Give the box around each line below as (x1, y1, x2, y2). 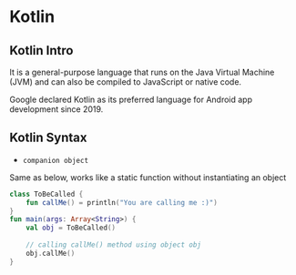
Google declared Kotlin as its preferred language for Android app (9, 94, 253, 105)
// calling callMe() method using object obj (26, 240, 202, 250)
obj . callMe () (26, 249, 76, 258)
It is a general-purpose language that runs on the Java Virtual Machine (9, 66, 275, 77)
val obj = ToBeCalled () (26, 223, 117, 233)
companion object (22, 156, 89, 165)
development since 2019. (9, 104, 104, 115)
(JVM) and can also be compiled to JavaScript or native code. (9, 76, 242, 87)
